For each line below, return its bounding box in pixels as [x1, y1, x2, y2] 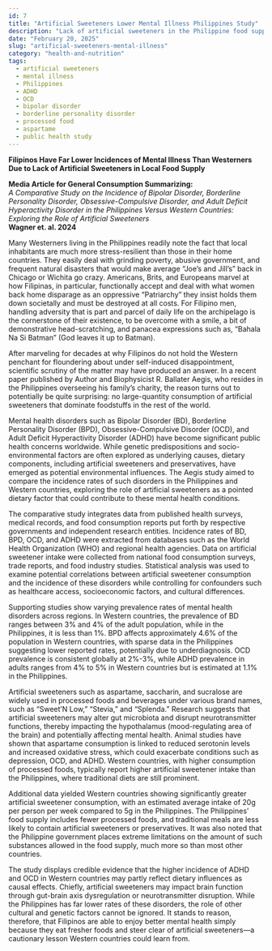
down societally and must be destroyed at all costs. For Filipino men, [8, 298, 237, 308]
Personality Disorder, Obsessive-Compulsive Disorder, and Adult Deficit [8, 196, 249, 206]
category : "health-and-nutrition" [8, 49, 125, 58]
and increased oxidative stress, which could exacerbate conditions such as [8, 747, 259, 756]
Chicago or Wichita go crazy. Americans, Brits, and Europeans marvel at [8, 272, 249, 282]
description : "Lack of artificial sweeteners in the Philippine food [8, 27, 249, 35]
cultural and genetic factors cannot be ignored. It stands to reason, [8, 907, 232, 917]
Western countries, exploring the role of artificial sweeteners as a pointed [8, 484, 253, 495]
